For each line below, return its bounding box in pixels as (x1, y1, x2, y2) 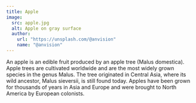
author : (11, 31, 31, 37)
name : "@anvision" (17, 42, 63, 48)
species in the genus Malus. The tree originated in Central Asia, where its (6, 71, 186, 78)
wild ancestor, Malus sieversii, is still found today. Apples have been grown (6, 77, 191, 84)
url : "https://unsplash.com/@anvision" (17, 36, 117, 42)
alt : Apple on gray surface (11, 25, 82, 32)
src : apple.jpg (11, 20, 50, 26)
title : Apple (6, 8, 39, 15)
